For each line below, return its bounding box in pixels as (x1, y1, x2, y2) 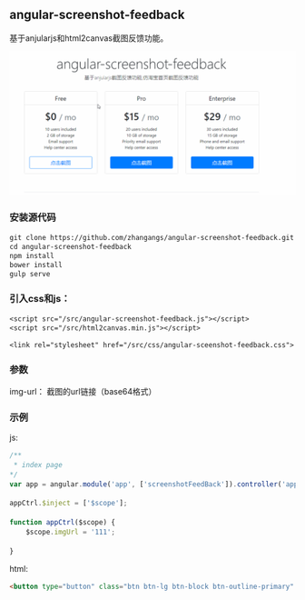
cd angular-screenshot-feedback (9, 243, 132, 252)
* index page (13, 460, 64, 469)
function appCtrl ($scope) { (9, 518, 116, 527)
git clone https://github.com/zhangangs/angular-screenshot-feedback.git (9, 234, 295, 243)
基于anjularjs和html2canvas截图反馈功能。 (9, 32, 169, 44)
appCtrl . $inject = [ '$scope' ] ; (9, 499, 128, 508)
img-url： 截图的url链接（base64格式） (9, 385, 157, 396)
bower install (9, 261, 64, 270)
